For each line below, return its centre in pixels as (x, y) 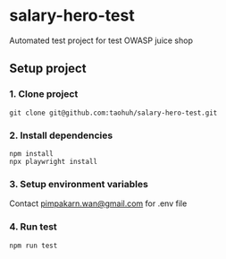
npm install (31, 153)
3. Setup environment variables (79, 184)
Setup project (48, 69)
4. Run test (33, 227)
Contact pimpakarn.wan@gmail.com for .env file (98, 203)
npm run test (33, 246)
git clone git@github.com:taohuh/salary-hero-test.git (113, 113)
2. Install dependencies (61, 135)
